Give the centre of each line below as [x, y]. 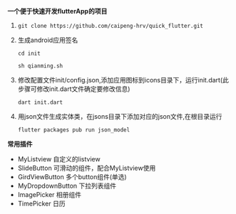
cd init [29, 53]
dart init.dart [40, 102]
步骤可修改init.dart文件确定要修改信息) [74, 89]
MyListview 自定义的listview [59, 159]
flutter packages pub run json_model [74, 130]
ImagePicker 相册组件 [50, 194]
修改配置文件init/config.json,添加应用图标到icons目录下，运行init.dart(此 [123, 80]
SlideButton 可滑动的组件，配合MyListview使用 [87, 168]
